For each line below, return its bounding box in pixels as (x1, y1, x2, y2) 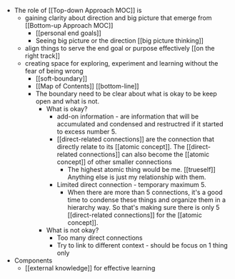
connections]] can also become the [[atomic (79, 150, 210, 158)
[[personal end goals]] (35, 29, 101, 37)
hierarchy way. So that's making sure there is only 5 (67, 203, 220, 211)
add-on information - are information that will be (56, 112, 199, 121)
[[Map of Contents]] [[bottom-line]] (35, 82, 139, 90)
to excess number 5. (56, 128, 117, 136)
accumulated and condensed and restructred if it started (56, 120, 224, 128)
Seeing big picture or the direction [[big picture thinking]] (35, 36, 204, 45)
